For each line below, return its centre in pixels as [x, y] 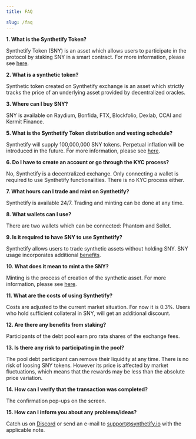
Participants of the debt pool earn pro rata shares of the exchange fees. [93, 336]
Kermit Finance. [25, 121]
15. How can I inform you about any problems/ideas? [72, 412]
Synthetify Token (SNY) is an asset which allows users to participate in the [96, 50]
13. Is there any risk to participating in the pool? [65, 347]
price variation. [24, 378]
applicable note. [26, 430]
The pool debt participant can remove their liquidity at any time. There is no [97, 359]
